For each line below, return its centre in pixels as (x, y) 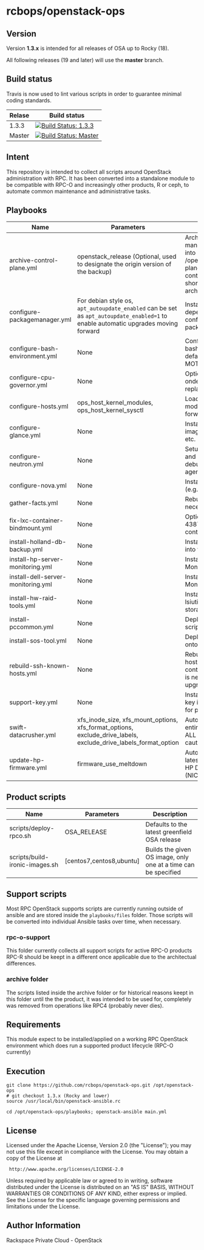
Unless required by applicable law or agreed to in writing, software (90, 1181)
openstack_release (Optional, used (127, 257)
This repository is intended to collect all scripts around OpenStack (89, 172)
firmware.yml (28, 768)
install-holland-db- (38, 542)
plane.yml (23, 268)
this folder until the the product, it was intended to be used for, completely (99, 999)
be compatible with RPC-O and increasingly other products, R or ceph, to (98, 184)
